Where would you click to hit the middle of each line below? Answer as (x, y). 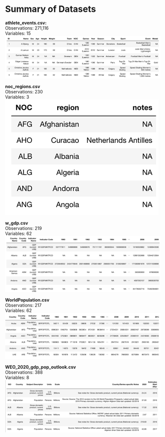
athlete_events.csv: (26, 23)
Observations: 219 (23, 228)
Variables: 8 (17, 377)
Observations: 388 (24, 372)
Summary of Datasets (50, 9)
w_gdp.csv (17, 223)
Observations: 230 (24, 91)
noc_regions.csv (23, 86)
